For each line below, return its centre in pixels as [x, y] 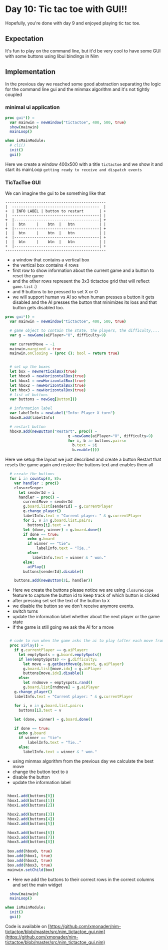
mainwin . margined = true [35, 349]
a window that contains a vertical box [51, 260]
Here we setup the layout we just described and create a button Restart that [83, 460]
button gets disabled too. [38, 308]
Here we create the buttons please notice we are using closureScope [83, 590]
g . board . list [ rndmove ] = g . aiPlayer [61, 687]
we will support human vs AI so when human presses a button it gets [83, 297]
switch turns [25, 611]
